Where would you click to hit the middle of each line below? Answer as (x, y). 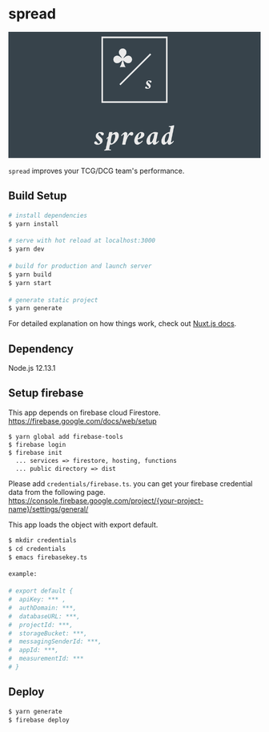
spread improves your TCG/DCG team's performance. (96, 171)
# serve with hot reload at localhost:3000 (82, 241)
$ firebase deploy (39, 720)
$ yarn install (34, 224)
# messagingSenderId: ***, (55, 642)
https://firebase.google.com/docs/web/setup (83, 420)
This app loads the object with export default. (83, 525)
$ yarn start (30, 283)
